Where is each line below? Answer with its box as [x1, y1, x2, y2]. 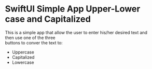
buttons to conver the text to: [5, 40, 63, 45]
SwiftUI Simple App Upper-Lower [5, 3, 140, 14]
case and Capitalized [5, 14, 91, 25]
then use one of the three [5, 35, 55, 41]
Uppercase [12, 49, 35, 55]
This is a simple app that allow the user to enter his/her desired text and [5, 29, 148, 35]
